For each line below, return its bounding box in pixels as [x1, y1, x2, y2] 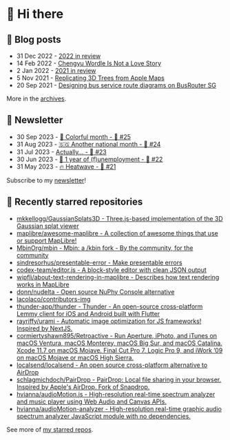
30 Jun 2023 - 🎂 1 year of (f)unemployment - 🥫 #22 [16, 155, 163, 163]
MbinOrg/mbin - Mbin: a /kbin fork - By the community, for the [16, 244, 194, 252]
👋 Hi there [6, 6, 63, 22]
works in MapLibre [16, 280, 70, 289]
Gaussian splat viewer [16, 222, 80, 230]
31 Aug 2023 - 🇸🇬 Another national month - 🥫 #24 [16, 140, 161, 148]
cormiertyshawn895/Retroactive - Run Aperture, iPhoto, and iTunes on [16, 331, 218, 339]
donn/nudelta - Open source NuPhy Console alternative [16, 287, 175, 295]
